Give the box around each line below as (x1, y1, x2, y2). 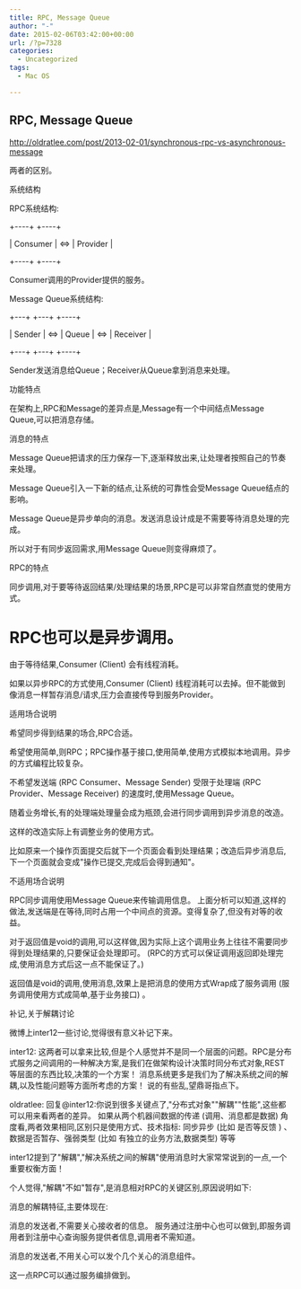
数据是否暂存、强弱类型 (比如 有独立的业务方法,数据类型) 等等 (9, 1133, 236, 1143)
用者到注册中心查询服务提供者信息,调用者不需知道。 (9, 1232, 201, 1242)
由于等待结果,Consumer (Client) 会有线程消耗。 (9, 658, 184, 669)
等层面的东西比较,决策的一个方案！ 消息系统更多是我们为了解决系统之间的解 (9, 1068, 288, 1079)
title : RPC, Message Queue (9, 13, 110, 22)
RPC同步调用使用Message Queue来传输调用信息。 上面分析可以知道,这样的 (9, 895, 287, 905)
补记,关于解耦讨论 (9, 1008, 75, 1019)
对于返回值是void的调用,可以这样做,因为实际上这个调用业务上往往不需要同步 (9, 936, 289, 947)
